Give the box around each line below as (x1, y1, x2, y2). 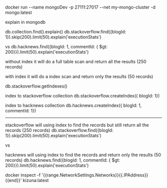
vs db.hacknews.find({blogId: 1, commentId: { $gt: (5, 44, 108, 49)
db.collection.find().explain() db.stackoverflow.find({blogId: (5, 29, 126, 34)
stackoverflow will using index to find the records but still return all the (5, 122, 149, 128)
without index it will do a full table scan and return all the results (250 (5, 59, 147, 64)
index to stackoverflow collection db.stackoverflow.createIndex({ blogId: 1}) (5, 93, 160, 98)
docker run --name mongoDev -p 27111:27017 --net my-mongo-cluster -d (5, 4, 156, 10)
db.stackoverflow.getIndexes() (5, 83, 68, 89)
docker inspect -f (5, 172, 41, 178)
